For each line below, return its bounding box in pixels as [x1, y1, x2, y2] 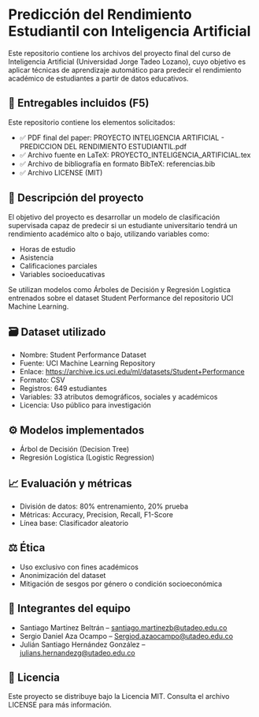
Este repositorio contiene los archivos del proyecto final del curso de [8, 48, 231, 58]
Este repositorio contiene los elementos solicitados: [8, 117, 176, 127]
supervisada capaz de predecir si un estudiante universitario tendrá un [8, 220, 238, 230]
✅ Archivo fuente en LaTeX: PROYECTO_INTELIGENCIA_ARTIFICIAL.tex [19, 150, 251, 160]
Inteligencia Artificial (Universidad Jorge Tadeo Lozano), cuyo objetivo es [8, 57, 246, 66]
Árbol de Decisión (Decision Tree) [19, 445, 130, 454]
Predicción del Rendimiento [8, 6, 192, 24]
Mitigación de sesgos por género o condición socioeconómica [19, 579, 223, 588]
